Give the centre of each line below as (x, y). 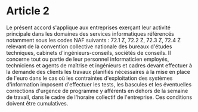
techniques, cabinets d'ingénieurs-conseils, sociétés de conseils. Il (89, 52)
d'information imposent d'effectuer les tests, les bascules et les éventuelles (99, 84)
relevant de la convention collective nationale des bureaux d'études (89, 46)
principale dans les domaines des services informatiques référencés (90, 33)
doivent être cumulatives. (37, 103)
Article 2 (28, 11)
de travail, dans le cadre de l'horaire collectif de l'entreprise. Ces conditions (99, 97)
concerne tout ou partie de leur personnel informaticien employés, (88, 59)
